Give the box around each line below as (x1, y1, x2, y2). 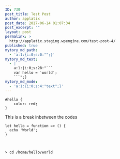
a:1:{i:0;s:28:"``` (14, 66, 53, 71)
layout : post (5, 30, 31, 34)
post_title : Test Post (5, 12, 51, 16)
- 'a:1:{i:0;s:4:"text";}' (9, 83, 64, 89)
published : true (5, 43, 38, 48)
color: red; (14, 101, 38, 106)
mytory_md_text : (5, 57, 38, 62)
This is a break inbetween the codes (5, 114, 77, 120)
